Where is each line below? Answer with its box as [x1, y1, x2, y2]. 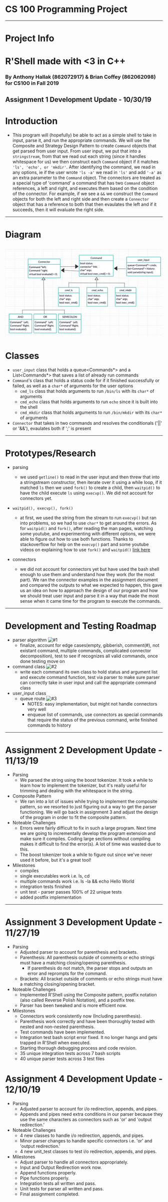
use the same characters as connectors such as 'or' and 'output [19, 1116, 152, 1122]
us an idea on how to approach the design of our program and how [19, 588, 158, 594]
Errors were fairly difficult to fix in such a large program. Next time [19, 825, 156, 831]
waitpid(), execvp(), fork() [12, 506, 73, 511]
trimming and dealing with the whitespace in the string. [19, 787, 133, 793]
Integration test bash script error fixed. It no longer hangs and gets [19, 1034, 157, 1040]
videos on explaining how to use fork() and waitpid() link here [19, 547, 150, 553]
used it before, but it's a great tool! [19, 856, 91, 863]
